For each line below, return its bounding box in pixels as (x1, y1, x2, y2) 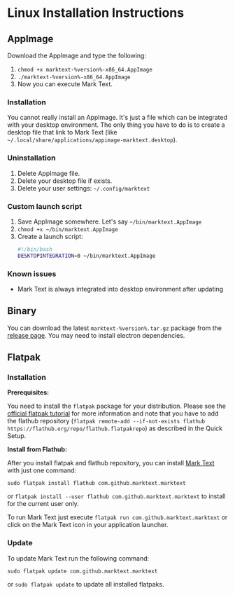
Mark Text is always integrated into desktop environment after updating (17, 285, 224, 293)
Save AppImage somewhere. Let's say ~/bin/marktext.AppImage (17, 217, 202, 226)
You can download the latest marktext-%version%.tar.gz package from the (7, 324, 222, 332)
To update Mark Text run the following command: (7, 554, 150, 562)
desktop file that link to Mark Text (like (7, 128, 117, 137)
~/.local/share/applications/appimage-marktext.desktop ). (7, 135, 178, 144)
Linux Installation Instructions (7, 5, 184, 21)
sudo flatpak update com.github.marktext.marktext (7, 568, 158, 575)
